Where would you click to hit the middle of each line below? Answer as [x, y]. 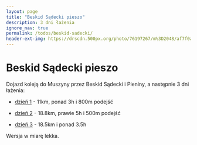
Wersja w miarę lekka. [33, 136]
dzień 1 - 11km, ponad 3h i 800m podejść [64, 102]
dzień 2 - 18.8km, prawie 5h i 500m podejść [68, 113]
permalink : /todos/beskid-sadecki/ [50, 33]
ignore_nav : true [27, 28]
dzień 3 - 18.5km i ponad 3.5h [50, 124]
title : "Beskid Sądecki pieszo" [45, 17]
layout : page [22, 11]
